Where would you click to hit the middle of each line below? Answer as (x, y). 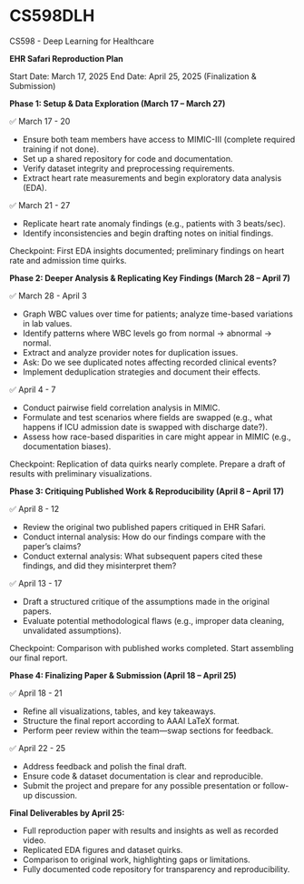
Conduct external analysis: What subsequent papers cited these (142, 556)
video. (34, 840)
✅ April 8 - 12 (34, 508)
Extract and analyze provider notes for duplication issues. (130, 352)
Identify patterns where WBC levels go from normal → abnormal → (147, 333)
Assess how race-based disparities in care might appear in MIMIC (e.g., (157, 437)
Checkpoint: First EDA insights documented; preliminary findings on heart (147, 250)
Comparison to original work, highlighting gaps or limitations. (137, 859)
